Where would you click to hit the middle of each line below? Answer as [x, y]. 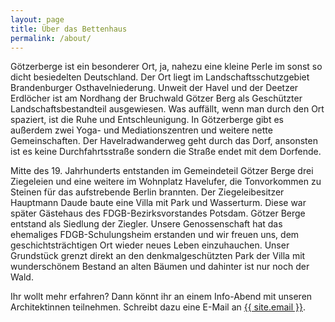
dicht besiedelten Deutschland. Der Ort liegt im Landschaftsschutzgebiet [160, 77]
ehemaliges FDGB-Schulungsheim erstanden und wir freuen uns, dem [155, 235]
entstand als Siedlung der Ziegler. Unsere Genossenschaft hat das [146, 224]
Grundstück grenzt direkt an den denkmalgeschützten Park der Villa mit [158, 256]
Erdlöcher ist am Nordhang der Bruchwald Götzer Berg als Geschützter [156, 98]
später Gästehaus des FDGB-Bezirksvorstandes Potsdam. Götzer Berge [158, 213]
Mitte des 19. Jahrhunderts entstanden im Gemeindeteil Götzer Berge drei [162, 171]
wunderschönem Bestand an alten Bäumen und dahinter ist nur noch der [160, 267]
